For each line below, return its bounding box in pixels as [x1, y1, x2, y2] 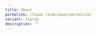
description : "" [5, 21, 39, 26]
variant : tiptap [5, 16, 39, 21]
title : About [5, 7, 32, 12]
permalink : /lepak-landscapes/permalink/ [5, 12, 93, 17]
